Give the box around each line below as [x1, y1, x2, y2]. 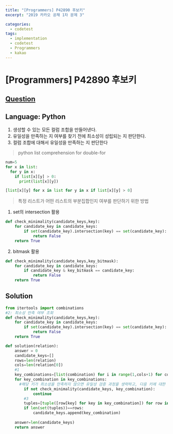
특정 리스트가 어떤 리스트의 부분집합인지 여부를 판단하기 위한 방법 [18, 198, 149, 204]
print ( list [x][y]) [19, 178, 59, 184]
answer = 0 [14, 348, 38, 353]
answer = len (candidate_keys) [14, 420, 75, 425]
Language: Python [5, 112, 66, 121]
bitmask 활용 [12, 248, 40, 255]
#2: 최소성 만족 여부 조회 [5, 310, 54, 315]
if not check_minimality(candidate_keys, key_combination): [24, 386, 155, 391]
